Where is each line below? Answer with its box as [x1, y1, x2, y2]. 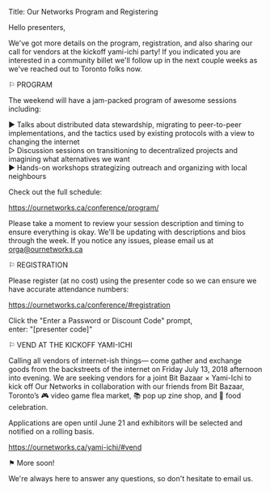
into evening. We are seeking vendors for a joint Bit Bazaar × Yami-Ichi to [8, 373, 252, 382]
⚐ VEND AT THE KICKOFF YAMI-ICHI [8, 340, 133, 349]
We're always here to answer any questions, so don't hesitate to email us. [8, 474, 253, 483]
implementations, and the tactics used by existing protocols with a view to [8, 129, 255, 138]
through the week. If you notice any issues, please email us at [8, 236, 214, 245]
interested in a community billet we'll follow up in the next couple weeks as [8, 56, 258, 65]
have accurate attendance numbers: [8, 284, 129, 294]
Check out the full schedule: [8, 187, 103, 197]
